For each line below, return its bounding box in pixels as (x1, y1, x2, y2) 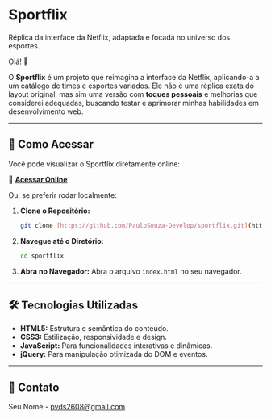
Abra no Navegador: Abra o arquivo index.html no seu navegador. (19, 266, 242, 276)
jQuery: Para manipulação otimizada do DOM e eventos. (19, 350, 208, 359)
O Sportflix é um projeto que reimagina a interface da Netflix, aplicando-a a (8, 72, 260, 82)
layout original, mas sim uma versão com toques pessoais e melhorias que (8, 89, 258, 98)
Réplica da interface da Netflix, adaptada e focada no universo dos (8, 32, 231, 42)
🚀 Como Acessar (8, 137, 94, 151)
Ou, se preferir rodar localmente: (8, 190, 117, 199)
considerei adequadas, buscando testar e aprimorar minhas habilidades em (8, 98, 260, 107)
